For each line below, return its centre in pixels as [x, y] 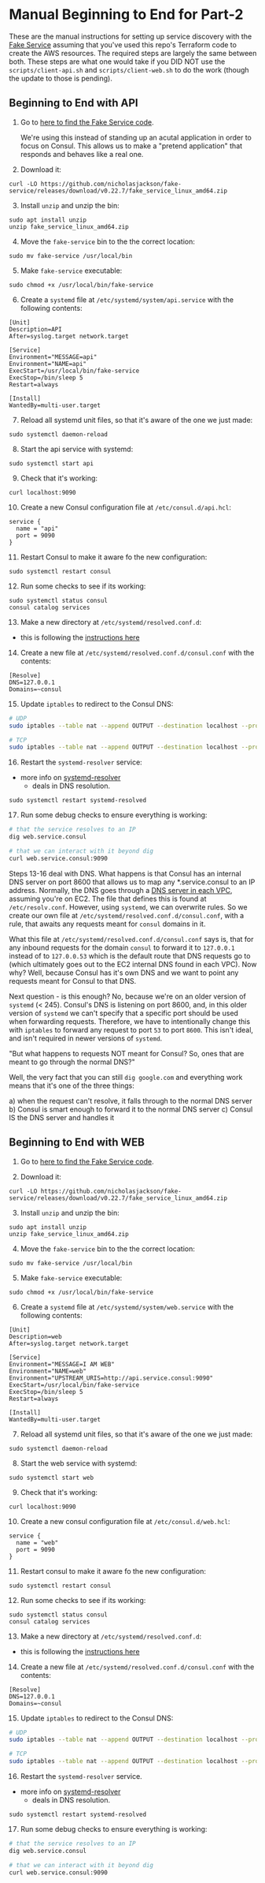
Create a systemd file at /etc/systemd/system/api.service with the [127, 299]
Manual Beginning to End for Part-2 [126, 15]
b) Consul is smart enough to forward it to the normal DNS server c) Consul [131, 1109]
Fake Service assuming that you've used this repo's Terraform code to [123, 44]
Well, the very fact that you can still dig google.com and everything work [126, 1077]
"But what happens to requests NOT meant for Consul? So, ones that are [127, 1053]
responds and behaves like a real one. [82, 154]
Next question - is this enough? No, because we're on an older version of [127, 996]
